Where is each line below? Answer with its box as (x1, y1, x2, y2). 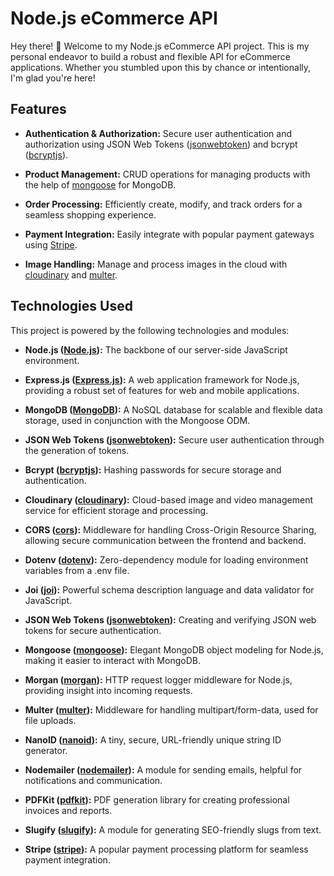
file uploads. (24, 714, 77, 726)
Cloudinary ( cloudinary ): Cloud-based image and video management (24, 493, 314, 506)
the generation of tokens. (24, 444, 130, 456)
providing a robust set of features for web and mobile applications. (24, 384, 300, 396)
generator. (24, 744, 68, 756)
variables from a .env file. (24, 564, 130, 576)
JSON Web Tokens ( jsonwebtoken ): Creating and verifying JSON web (24, 613, 317, 626)
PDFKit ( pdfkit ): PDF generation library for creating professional (24, 793, 290, 806)
